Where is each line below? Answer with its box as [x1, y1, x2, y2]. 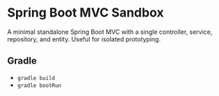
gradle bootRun [17, 81, 62, 89]
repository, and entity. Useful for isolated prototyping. [7, 35, 161, 43]
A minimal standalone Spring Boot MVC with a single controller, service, [7, 28, 213, 36]
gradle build [17, 75, 56, 81]
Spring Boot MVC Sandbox [7, 5, 164, 21]
